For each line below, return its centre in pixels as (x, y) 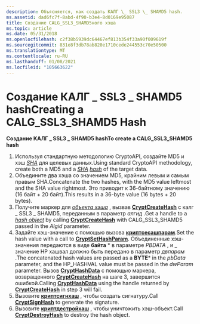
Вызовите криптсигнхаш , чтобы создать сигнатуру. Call (87, 296)
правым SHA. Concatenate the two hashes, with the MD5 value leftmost (103, 182)
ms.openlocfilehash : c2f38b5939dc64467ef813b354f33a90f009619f (87, 39)
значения (27, 245)
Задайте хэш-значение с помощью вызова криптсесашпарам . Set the (104, 233)
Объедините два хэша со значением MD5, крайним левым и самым (102, 175)
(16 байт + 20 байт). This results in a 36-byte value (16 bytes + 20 (95, 195)
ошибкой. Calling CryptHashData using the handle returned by (92, 283)
